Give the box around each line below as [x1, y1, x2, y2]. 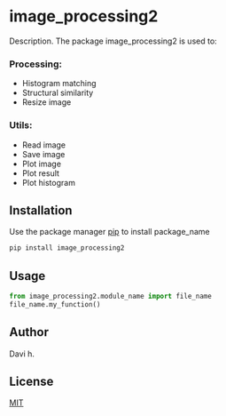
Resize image [21, 97, 72, 108]
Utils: [9, 119, 33, 132]
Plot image [21, 158, 62, 169]
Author [9, 324, 49, 340]
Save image [21, 148, 66, 159]
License [9, 373, 54, 388]
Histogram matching [21, 78, 97, 89]
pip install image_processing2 [9, 244, 125, 252]
